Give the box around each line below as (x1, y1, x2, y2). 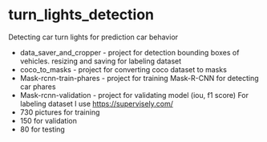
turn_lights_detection (8, 6, 155, 24)
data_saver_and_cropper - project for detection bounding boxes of (19, 47, 240, 57)
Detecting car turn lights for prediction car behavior (8, 32, 179, 42)
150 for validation (19, 116, 78, 125)
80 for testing (19, 124, 66, 134)
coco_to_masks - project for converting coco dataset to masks (19, 64, 227, 74)
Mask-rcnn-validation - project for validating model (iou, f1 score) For (19, 90, 249, 99)
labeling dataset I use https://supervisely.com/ (19, 99, 174, 108)
